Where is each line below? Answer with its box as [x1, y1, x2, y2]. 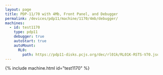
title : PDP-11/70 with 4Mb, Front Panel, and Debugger [5, 12, 118, 16]
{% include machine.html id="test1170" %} [5, 65, 90, 71]
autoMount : [14, 43, 36, 48]
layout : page [5, 7, 32, 12]
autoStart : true [14, 39, 47, 44]
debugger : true [14, 34, 45, 39]
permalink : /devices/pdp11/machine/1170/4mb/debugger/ [5, 16, 118, 21]
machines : [5, 20, 25, 26]
